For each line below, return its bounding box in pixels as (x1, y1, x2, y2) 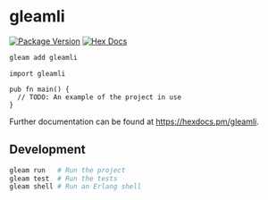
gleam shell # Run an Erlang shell (9, 182, 142, 191)
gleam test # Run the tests (9, 174, 118, 183)
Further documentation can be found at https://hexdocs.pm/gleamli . (9, 116, 259, 127)
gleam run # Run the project (9, 165, 126, 175)
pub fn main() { (9, 85, 70, 94)
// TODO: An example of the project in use (17, 92, 181, 102)
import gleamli (9, 69, 66, 78)
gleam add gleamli (9, 53, 78, 62)
